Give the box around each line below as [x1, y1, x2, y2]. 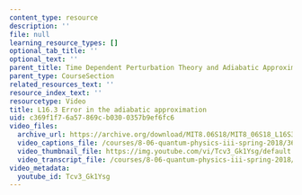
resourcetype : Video [9, 96, 87, 106]
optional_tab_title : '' [9, 47, 99, 56]
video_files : [9, 122, 58, 131]
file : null [9, 30, 50, 39]
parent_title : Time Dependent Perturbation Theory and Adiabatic [9, 64, 259, 73]
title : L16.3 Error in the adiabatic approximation [9, 105, 207, 114]
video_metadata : [9, 164, 70, 173]
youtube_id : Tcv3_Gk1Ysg [17, 172, 111, 181]
